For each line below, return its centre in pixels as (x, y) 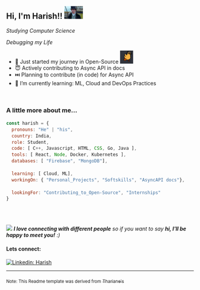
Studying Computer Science (41, 30)
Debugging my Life (29, 42)
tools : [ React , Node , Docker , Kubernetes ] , (69, 155)
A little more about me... (42, 110)
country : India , (32, 136)
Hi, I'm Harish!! (35, 16)
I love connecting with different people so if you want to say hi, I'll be (100, 229)
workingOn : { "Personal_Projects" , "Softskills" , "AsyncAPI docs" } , (98, 180)
